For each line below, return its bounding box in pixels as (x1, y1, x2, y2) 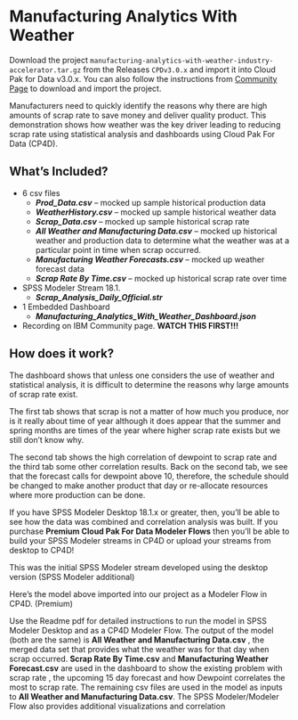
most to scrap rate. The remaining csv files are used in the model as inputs (9, 682, 283, 692)
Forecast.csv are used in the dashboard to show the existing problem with (9, 662, 283, 674)
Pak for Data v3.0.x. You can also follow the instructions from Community (9, 73, 278, 84)
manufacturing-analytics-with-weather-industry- (90, 56, 274, 65)
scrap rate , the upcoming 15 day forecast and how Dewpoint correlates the (9, 672, 286, 683)
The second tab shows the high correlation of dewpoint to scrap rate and (9, 452, 278, 462)
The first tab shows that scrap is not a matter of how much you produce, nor (9, 405, 289, 416)
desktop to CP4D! (9, 544, 75, 555)
